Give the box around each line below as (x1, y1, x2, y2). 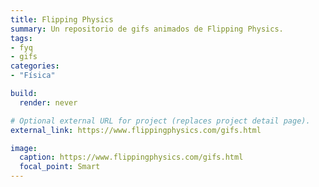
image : (10, 143, 38, 153)
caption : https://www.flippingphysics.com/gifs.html (19, 152, 244, 163)
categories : (10, 61, 60, 71)
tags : (10, 33, 33, 43)
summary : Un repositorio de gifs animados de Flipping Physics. (10, 24, 284, 34)
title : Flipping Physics (10, 14, 114, 25)
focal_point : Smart (19, 162, 101, 172)
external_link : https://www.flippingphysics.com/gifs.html (10, 125, 262, 135)
